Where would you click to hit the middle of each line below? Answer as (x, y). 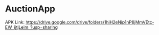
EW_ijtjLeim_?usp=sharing (31, 27)
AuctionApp (30, 9)
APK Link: (15, 22)
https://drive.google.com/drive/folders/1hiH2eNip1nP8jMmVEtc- (90, 22)
